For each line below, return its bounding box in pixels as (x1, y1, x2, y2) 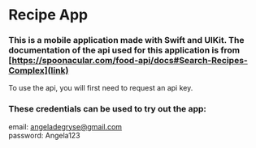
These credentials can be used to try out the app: (8, 104, 207, 115)
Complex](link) (8, 65, 69, 76)
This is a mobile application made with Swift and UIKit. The (8, 35, 245, 46)
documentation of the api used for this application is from (8, 44, 241, 56)
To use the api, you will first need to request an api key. (8, 83, 193, 93)
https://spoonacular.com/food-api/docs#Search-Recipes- (11, 55, 248, 66)
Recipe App (8, 6, 88, 24)
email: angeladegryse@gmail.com (8, 121, 123, 131)
